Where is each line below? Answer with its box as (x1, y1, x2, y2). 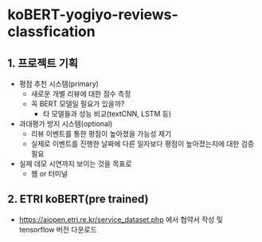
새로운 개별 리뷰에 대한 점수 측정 (30, 89, 131, 98)
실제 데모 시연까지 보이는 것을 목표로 (18, 159, 132, 169)
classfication (7, 22, 96, 41)
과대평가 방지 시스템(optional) (18, 119, 113, 129)
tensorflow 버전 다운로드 (18, 224, 97, 234)
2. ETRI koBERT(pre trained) (7, 192, 149, 206)
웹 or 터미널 (30, 169, 68, 178)
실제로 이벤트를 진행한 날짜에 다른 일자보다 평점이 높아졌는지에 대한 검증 (30, 139, 255, 149)
